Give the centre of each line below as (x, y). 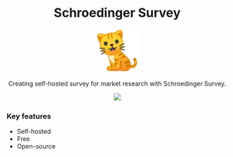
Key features (29, 116)
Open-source (36, 146)
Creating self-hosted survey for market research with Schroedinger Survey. (117, 83)
